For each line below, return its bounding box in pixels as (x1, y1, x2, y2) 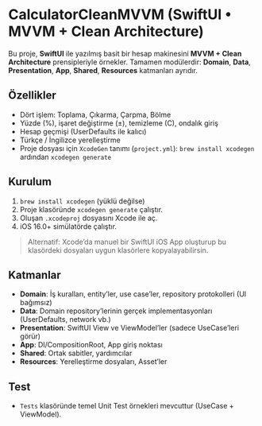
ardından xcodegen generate (19, 152, 112, 161)
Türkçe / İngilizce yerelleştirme (19, 135, 121, 145)
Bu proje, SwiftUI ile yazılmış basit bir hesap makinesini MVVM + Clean (8, 48, 242, 58)
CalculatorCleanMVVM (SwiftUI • (8, 6, 232, 24)
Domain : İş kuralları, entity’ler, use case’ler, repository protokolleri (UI (19, 289, 247, 299)
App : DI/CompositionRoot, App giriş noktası (19, 340, 163, 350)
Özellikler (8, 89, 57, 103)
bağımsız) (19, 298, 53, 308)
